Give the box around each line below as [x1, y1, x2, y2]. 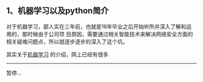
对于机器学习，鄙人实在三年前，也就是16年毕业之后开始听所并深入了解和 [6, 23, 187, 30]
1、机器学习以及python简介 [6, 5, 109, 16]
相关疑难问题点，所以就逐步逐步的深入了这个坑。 [6, 38, 128, 45]
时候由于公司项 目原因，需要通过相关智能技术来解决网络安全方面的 [27, 30, 193, 37]
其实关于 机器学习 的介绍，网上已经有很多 [6, 51, 109, 58]
